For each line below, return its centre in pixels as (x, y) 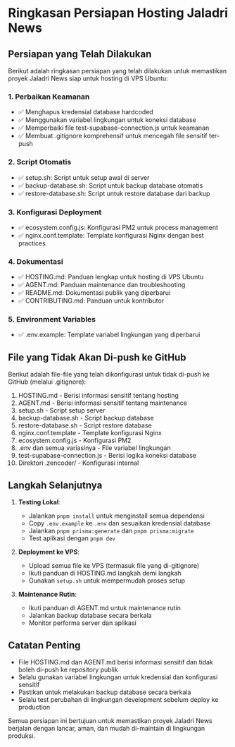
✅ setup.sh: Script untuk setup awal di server (84, 177)
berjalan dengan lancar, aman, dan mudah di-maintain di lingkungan (107, 728)
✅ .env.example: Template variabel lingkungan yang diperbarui (109, 335)
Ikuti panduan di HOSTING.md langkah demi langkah (105, 573)
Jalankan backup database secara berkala (90, 616)
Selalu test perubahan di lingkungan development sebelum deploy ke (118, 699)
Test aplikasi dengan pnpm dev (72, 538)
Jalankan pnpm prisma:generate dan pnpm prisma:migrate (111, 531)
